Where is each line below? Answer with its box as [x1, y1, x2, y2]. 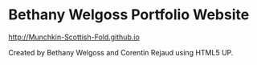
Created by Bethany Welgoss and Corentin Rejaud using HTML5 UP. [8, 47, 234, 57]
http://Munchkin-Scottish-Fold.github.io [8, 32, 141, 42]
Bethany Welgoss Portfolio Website [8, 6, 250, 24]
